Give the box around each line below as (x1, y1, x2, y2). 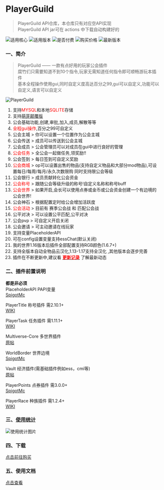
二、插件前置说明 (5, 268, 46, 275)
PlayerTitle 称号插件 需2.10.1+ (5, 302, 64, 308)
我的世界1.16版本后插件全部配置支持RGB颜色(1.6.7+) (12, 242, 117, 248)
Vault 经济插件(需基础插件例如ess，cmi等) (5, 365, 91, 372)
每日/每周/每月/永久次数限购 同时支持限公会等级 (17, 169, 113, 174)
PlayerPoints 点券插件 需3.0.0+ (5, 382, 68, 388)
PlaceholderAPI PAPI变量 (5, 286, 56, 292)
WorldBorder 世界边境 (5, 350, 50, 356)
